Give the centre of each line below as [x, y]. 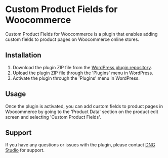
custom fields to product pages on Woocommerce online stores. [72, 39]
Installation [23, 55]
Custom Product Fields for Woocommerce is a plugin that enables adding [81, 34]
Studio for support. [25, 150]
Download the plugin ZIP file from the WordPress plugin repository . [82, 67]
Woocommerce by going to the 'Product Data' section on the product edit [82, 112]
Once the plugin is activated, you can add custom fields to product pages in [84, 106]
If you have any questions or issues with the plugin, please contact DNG [80, 145]
